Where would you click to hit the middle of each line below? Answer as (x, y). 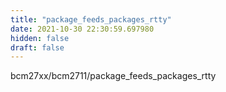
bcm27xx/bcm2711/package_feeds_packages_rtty (113, 76)
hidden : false (40, 38)
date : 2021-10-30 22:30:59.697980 (82, 29)
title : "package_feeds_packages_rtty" (91, 19)
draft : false (37, 47)
